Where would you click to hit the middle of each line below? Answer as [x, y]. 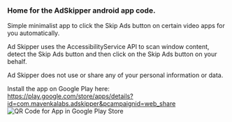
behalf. [17, 62]
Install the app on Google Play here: [58, 89]
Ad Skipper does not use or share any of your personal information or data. [115, 75]
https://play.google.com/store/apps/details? [71, 96]
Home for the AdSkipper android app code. [81, 11]
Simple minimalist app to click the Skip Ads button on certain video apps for [116, 26]
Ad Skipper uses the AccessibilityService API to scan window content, [108, 47]
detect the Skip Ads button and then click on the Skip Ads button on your [112, 54]
